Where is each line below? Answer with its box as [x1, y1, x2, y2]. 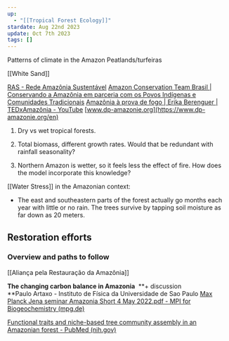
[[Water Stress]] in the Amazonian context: [7, 182, 131, 191]
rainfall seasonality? [17, 148, 76, 156]
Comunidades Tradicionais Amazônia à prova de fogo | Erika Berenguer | [7, 98, 218, 106]
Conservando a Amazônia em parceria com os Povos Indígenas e [7, 91, 197, 99]
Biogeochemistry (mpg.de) [7, 304, 85, 313]
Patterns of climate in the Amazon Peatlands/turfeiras [7, 56, 162, 64]
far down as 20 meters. [17, 211, 86, 219]
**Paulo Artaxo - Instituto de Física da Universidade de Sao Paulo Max [7, 289, 213, 297]
